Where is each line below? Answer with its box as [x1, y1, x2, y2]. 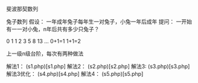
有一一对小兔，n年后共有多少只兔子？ [6, 26, 100, 32]
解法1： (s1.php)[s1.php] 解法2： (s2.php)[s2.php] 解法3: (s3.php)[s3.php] [6, 63, 190, 70]
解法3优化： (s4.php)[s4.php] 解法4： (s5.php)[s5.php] [6, 70, 144, 77]
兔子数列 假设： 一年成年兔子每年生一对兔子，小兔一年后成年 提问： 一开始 [6, 18, 192, 25]
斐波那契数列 [6, 5, 38, 12]
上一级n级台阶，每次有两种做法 [6, 50, 84, 57]
